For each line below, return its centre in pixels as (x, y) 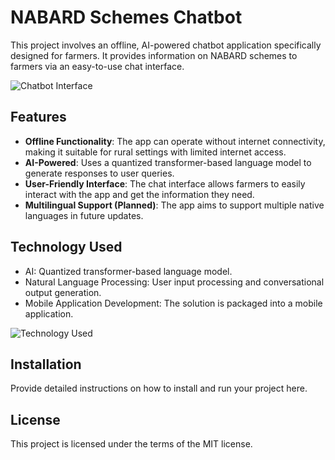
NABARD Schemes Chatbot (126, 17)
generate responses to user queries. (99, 173)
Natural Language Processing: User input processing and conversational (174, 282)
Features (38, 117)
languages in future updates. (84, 215)
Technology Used (66, 247)
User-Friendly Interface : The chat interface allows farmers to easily (165, 183)
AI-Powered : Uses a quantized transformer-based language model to (168, 162)
